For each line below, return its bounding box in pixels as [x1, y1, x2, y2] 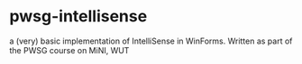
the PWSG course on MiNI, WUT [9, 44, 130, 55]
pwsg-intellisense [9, 6, 148, 27]
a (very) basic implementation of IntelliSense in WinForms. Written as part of [9, 36, 293, 46]
